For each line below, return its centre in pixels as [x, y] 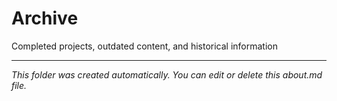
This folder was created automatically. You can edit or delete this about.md [167, 74]
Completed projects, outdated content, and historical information [144, 46]
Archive [45, 18]
